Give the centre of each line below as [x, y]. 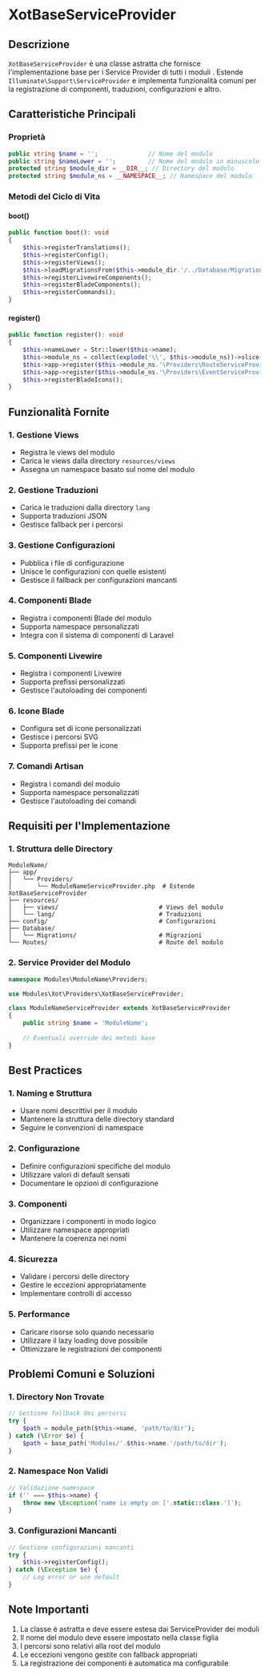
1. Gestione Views [44, 434]
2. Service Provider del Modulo [70, 963]
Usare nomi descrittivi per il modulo [78, 1111]
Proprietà [27, 137]
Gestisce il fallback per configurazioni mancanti [98, 580]
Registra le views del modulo [67, 452]
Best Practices [45, 1070]
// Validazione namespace [51, 1488]
